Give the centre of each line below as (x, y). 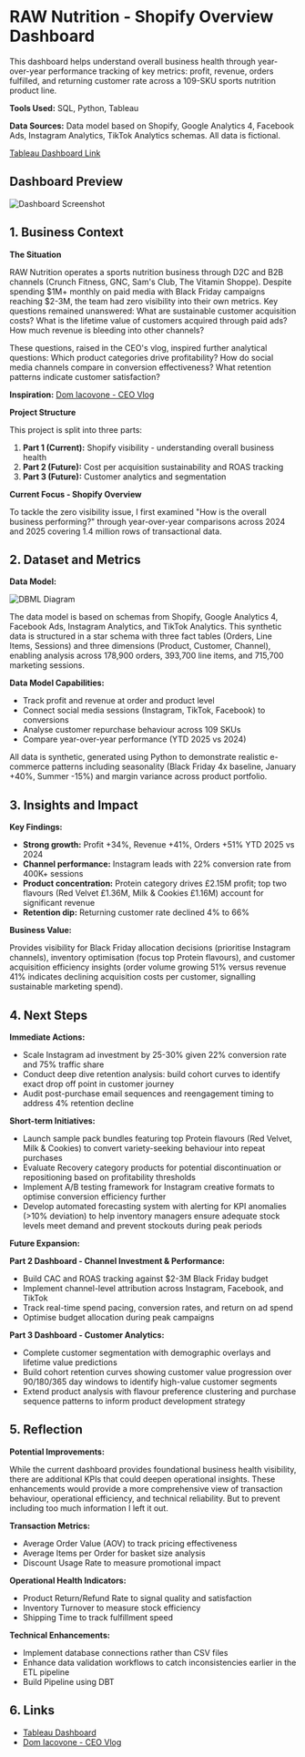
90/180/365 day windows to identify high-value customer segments (150, 1382)
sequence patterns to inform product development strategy (134, 1401)
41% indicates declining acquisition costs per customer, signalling (133, 977)
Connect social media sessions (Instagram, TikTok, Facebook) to (144, 710)
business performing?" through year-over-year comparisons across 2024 (147, 521)
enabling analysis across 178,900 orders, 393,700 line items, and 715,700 (147, 656)
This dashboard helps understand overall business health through (133, 61)
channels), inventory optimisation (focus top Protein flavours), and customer (152, 958)
